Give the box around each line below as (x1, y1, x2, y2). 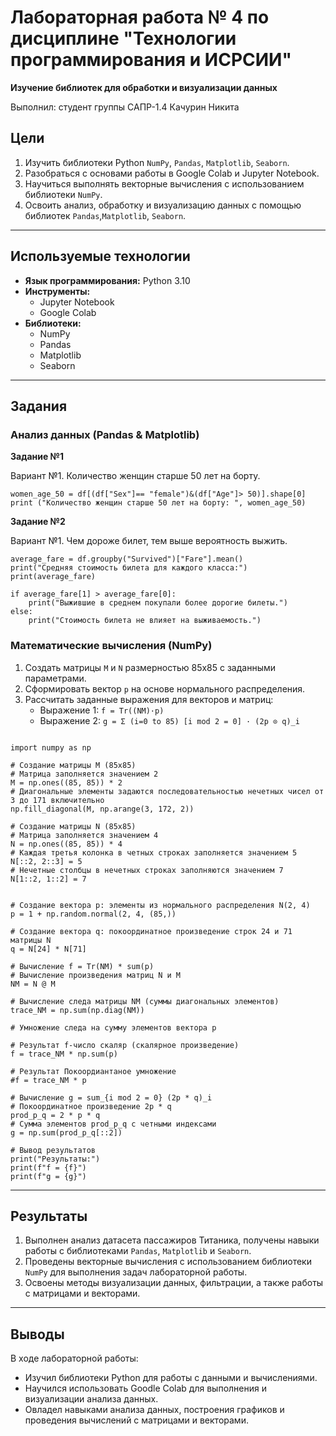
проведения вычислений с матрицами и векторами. (24, 1414, 249, 1426)
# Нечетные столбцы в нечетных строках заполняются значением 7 (10, 865, 284, 875)
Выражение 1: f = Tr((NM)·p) (39, 704, 165, 716)
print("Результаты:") (10, 1154, 101, 1164)
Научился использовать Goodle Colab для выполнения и (24, 1382, 267, 1395)
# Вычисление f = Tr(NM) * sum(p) (10, 961, 155, 971)
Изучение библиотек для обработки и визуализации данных (10, 81, 278, 93)
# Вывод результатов (10, 1145, 97, 1155)
